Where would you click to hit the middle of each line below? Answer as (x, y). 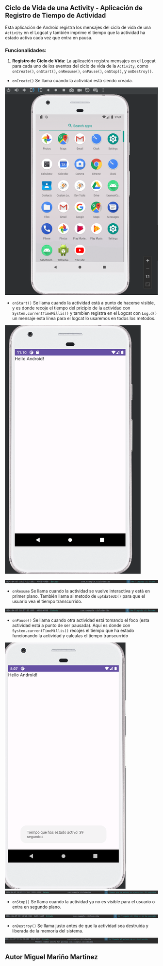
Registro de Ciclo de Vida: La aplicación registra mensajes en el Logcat (84, 61)
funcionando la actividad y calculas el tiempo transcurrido (70, 635)
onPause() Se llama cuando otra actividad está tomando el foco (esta (81, 620)
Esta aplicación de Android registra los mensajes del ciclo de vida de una (78, 27)
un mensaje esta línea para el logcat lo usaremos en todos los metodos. (84, 318)
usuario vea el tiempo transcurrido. (47, 601)
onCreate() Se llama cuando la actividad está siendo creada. (73, 81)
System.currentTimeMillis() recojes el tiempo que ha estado (73, 630)
